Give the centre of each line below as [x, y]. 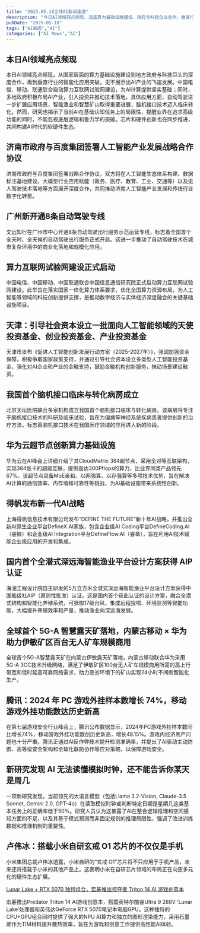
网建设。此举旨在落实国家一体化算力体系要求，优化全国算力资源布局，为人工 [100, 290]
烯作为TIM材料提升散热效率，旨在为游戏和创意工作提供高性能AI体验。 [91, 924]
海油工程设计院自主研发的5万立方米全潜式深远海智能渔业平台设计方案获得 [96, 588]
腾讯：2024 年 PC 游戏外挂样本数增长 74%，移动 [96, 700]
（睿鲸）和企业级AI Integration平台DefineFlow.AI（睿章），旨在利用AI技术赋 [98, 534]
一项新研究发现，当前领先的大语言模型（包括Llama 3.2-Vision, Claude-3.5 [96, 796]
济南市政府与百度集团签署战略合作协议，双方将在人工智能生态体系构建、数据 [100, 173]
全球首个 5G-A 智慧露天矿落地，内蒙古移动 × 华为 [96, 631]
